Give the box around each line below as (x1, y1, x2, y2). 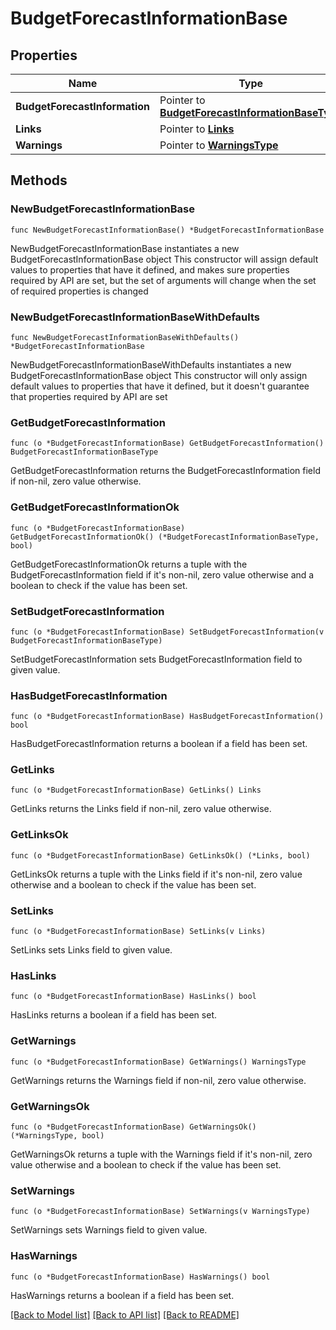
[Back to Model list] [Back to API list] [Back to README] (10, 1308, 240, 1321)
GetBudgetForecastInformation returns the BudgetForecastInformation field (10, 465, 321, 477)
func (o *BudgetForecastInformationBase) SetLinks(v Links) (10, 927, 267, 937)
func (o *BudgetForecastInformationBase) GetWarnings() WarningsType (10, 1057, 307, 1067)
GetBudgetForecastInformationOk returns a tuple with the (10, 558, 248, 570)
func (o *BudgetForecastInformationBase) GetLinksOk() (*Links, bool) (10, 850, 311, 861)
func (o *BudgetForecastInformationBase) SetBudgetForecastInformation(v (10, 627, 325, 637)
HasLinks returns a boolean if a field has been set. (10, 1009, 217, 1021)
